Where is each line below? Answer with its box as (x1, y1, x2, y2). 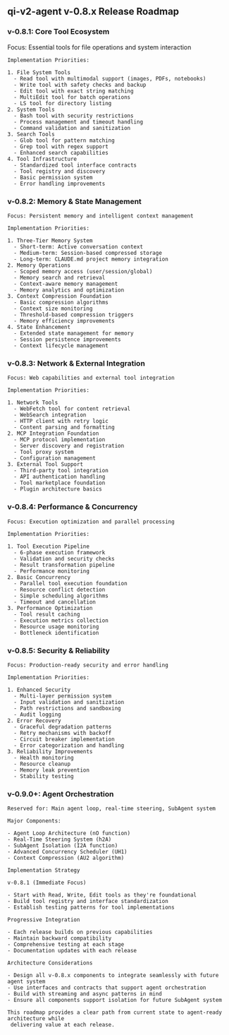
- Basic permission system (13, 174, 93, 181)
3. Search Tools (7, 131, 55, 138)
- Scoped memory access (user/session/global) (13, 268, 153, 275)
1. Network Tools (7, 399, 58, 407)
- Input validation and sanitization (13, 698, 125, 705)
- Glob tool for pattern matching (13, 137, 115, 144)
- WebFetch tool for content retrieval (13, 405, 131, 412)
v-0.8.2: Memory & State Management (7, 196, 142, 206)
